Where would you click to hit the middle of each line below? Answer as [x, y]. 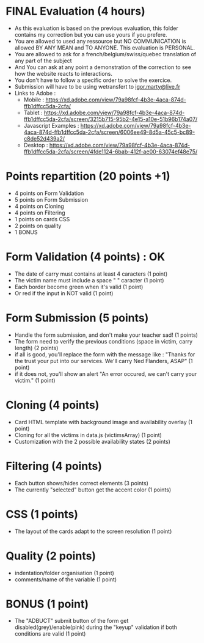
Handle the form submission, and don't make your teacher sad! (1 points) [106, 335]
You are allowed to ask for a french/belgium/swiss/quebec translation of [105, 54]
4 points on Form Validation [49, 193]
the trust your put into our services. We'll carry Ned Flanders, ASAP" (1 [104, 361]
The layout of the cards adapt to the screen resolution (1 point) [93, 531]
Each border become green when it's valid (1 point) [79, 287]
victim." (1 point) [35, 380]
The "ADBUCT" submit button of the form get [71, 621]
